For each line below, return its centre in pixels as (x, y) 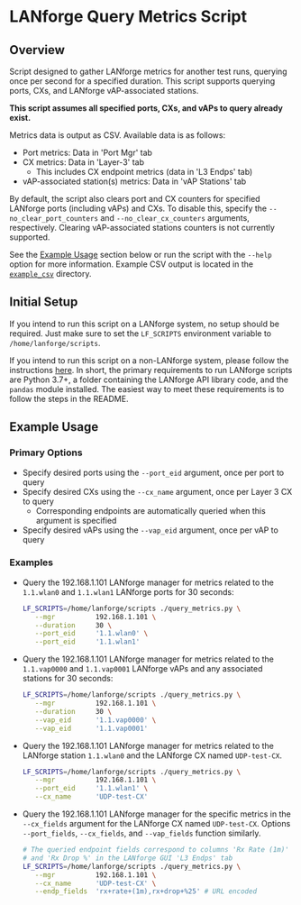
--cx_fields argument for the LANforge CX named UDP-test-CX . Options (156, 824)
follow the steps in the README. (69, 398)
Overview (37, 50)
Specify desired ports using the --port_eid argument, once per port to (153, 472)
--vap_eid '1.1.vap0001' (91, 728)
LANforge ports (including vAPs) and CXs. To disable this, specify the (138, 208)
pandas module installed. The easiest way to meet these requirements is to (147, 389)
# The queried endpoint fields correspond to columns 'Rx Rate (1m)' (156, 850)
